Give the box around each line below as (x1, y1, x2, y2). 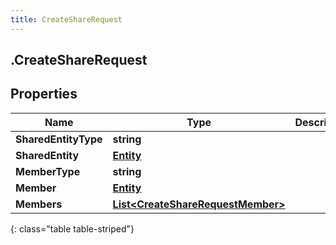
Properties (10, 86, 78, 103)
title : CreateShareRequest (10, 14, 123, 25)
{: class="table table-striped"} (10, 222, 135, 235)
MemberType (15, 164, 81, 178)
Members (15, 197, 63, 211)
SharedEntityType (15, 132, 103, 146)
